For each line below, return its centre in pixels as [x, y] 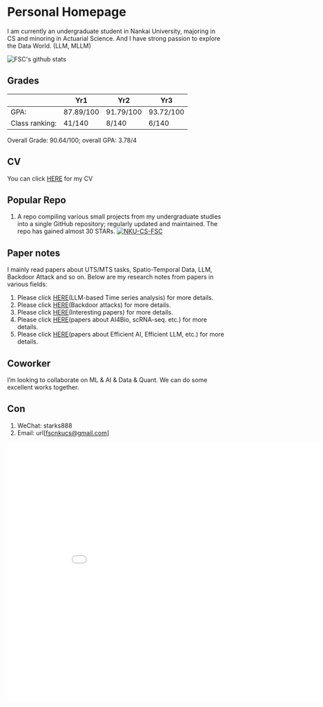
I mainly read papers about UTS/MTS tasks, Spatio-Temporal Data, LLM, [110, 270]
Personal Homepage [67, 12]
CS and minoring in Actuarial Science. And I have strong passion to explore [114, 38]
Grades [23, 81]
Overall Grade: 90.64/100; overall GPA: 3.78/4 [72, 140]
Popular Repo [37, 200]
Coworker [29, 363]
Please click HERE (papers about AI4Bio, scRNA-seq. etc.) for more [112, 320]
